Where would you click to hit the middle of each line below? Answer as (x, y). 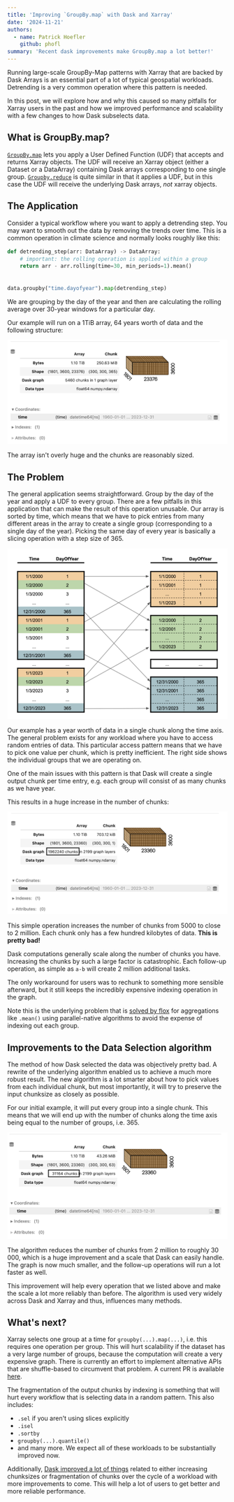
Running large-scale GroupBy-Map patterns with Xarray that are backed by (115, 72)
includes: (20, 1405)
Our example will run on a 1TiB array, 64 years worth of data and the (105, 322)
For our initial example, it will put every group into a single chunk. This (108, 1107)
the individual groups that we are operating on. (74, 760)
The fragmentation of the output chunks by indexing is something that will (114, 1390)
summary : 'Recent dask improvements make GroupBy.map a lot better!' (111, 52)
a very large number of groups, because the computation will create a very (115, 1354)
